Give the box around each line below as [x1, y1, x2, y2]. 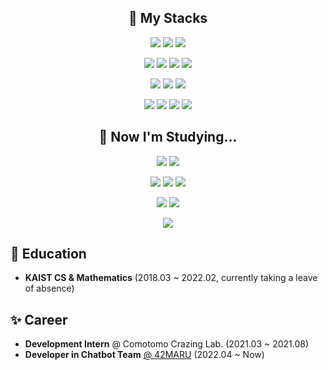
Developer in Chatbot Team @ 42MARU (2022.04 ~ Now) [24, 349, 265, 361]
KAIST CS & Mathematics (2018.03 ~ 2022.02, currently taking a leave [24, 272, 318, 284]
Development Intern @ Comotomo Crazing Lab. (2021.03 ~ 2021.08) [24, 338, 310, 350]
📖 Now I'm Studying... [98, 129, 238, 146]
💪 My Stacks [128, 10, 208, 27]
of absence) [24, 282, 75, 295]
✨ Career [10, 311, 68, 328]
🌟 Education [10, 246, 87, 263]
